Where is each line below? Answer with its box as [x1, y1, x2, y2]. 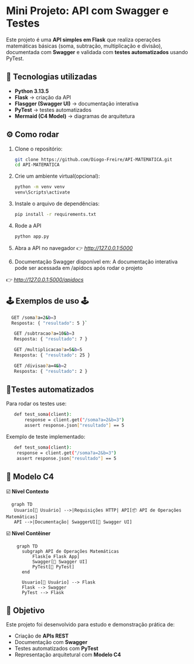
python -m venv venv [14, 184, 65, 190]
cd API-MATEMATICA [14, 162, 60, 168]
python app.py [14, 233, 49, 239]
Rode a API [14, 222, 42, 229]
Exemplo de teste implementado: [6, 433, 86, 441]
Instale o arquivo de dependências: [14, 200, 100, 207]
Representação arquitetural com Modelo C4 [14, 651, 121, 658]
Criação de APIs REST [14, 632, 69, 639]
